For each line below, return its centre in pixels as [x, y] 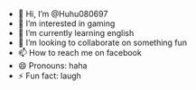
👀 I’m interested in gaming [66, 23]
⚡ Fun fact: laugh [49, 76]
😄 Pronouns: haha [52, 66]
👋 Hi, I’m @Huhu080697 [63, 14]
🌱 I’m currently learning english [76, 33]
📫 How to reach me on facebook [79, 53]
